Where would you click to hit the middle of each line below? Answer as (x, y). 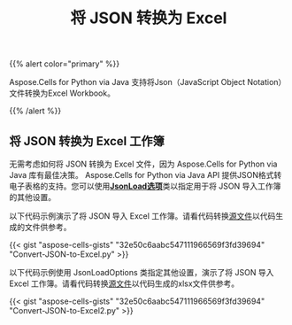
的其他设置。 (32, 197)
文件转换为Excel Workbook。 (62, 93)
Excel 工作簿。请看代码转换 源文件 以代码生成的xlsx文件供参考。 (124, 283)
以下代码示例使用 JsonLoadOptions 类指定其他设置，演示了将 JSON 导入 (142, 272)
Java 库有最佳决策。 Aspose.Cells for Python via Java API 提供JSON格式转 (146, 175)
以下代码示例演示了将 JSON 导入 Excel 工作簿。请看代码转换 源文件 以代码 (142, 216)
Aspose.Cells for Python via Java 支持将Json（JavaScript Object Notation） (148, 82)
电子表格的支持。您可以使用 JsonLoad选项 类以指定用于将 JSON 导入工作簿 (145, 186)
